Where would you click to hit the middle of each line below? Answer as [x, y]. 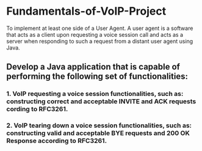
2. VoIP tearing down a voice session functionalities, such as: [99, 125]
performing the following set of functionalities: [97, 77]
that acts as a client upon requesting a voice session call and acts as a [95, 34]
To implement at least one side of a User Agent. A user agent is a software [100, 28]
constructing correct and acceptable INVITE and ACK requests [101, 101]
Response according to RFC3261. [57, 141]
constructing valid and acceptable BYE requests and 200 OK [98, 133]
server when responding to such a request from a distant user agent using [100, 41]
